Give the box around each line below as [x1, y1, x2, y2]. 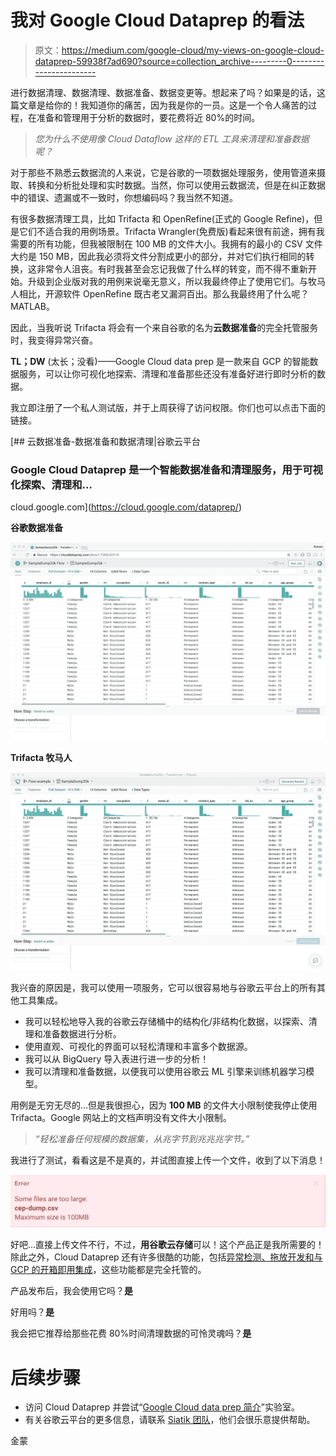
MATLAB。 [10, 300, 55, 312]
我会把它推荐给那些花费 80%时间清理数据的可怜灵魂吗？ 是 [10, 1327, 252, 1340]
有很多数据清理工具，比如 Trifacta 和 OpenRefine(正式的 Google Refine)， [10, 212, 315, 225]
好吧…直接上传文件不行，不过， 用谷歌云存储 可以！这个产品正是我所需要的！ [10, 1239, 325, 1251]
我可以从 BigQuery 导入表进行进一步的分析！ [24, 1053, 210, 1065]
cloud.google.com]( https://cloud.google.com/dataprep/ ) [10, 501, 242, 513]
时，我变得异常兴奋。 [10, 334, 98, 346]
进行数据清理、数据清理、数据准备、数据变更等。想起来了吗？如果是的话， [10, 86, 317, 98]
